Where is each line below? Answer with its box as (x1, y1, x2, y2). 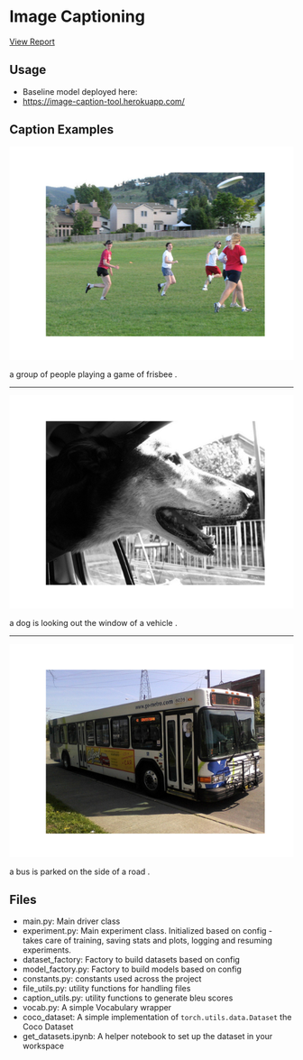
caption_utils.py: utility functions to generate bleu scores (22, 992, 234, 1003)
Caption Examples (9, 122, 115, 137)
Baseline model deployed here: (22, 86, 138, 97)
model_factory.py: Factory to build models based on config (22, 963, 242, 975)
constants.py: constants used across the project (22, 973, 202, 984)
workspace (22, 1040, 65, 1052)
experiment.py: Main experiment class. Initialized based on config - (22, 926, 273, 936)
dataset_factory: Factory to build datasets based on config (22, 954, 241, 965)
